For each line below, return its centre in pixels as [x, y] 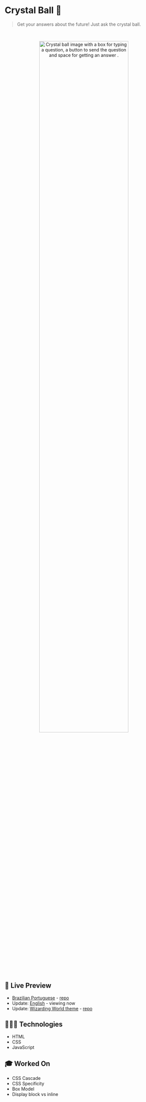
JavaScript [23, 1047]
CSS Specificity [28, 1084]
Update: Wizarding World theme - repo [52, 1008]
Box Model [23, 1089]
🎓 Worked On [28, 1063]
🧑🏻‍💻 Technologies [34, 1025]
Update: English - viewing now [44, 1003]
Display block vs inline [35, 1094]
